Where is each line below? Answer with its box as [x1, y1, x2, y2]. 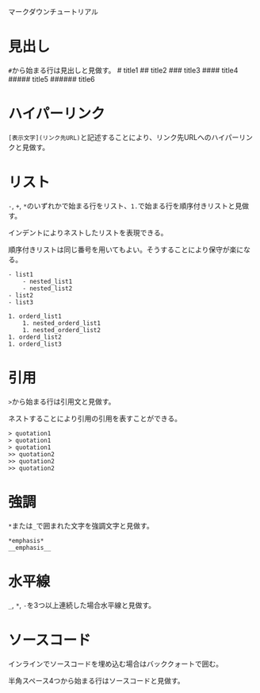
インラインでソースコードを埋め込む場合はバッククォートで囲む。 [8, 659, 224, 668]
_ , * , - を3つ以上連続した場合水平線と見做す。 [8, 600, 156, 610]
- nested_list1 [22, 277, 73, 285]
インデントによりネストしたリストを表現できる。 [8, 227, 168, 237]
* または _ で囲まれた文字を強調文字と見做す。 [8, 521, 154, 530]
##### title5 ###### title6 [8, 74, 95, 83]
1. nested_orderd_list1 [22, 319, 101, 327]
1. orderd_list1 [8, 312, 62, 320]
